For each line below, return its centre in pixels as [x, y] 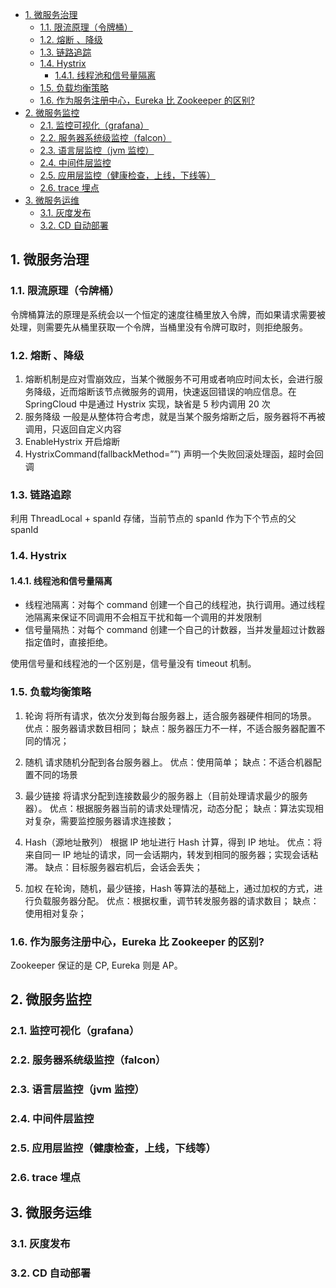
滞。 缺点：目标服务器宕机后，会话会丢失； [113, 867]
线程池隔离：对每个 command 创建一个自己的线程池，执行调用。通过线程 [175, 605]
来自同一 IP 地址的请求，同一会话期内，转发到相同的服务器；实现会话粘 [171, 854]
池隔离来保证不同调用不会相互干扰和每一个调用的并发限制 [143, 617]
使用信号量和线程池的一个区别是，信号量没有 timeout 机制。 [133, 664]
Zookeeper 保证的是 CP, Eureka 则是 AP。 [96, 965]
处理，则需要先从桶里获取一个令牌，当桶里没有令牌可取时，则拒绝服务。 [159, 327]
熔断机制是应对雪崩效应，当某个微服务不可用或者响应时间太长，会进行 [169, 379]
